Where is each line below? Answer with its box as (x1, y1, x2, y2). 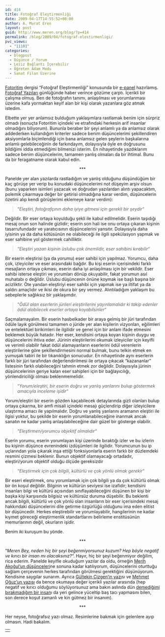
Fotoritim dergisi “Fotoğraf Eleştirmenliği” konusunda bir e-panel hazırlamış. (5, 84, 159, 90)
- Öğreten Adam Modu (9, 67, 52, 72)
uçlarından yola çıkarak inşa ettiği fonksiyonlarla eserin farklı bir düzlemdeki (5, 448, 159, 454)
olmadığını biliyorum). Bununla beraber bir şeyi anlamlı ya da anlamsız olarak (5, 125, 160, 131)
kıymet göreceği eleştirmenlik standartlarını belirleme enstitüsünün (5, 514, 140, 520)
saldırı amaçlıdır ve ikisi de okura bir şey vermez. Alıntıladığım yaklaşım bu (5, 287, 155, 292)
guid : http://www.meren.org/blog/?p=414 (5, 30, 89, 35)
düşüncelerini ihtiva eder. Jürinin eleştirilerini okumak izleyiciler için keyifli (5, 337, 155, 343)
